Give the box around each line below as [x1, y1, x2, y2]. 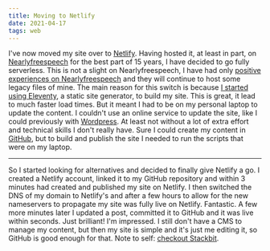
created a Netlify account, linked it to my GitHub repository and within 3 [8, 174, 246, 184]
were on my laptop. [8, 142, 72, 152]
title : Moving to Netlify [8, 11, 95, 20]
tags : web [8, 26, 42, 34]
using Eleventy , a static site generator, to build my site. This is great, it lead [8, 91, 256, 101]
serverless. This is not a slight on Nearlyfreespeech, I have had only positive [8, 66, 261, 75]
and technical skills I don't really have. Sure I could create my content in [8, 125, 247, 135]
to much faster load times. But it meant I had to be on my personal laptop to [8, 99, 259, 109]
